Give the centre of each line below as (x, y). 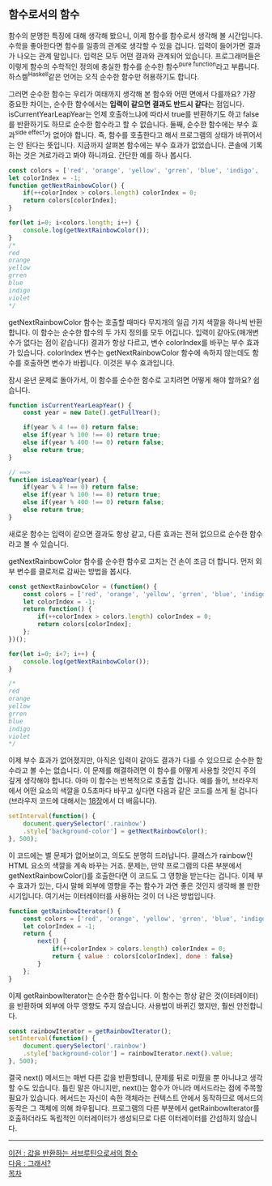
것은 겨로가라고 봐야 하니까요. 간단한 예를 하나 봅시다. (107, 155)
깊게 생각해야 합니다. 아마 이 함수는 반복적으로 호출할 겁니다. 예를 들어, (119, 781)
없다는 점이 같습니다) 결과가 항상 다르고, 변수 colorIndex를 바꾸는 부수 (134, 342)
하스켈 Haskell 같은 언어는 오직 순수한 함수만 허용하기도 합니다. (104, 76)
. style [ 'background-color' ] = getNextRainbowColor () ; (115, 832)
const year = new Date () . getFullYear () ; (92, 413)
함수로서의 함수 (44, 15)
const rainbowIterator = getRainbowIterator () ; (90, 1031)
